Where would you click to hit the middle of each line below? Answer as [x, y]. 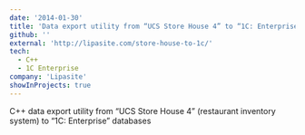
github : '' [30, 34]
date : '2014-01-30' [46, 18]
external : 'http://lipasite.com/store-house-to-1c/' [111, 43]
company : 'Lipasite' [49, 77]
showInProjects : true [50, 85]
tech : [20, 52]
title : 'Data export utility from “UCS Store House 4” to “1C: [132, 26]
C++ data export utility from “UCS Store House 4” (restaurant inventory [143, 111]
